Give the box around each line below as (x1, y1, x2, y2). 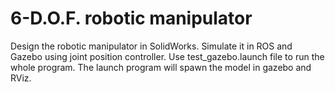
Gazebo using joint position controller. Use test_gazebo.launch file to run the (10, 50, 325, 62)
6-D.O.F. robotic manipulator (10, 7, 253, 30)
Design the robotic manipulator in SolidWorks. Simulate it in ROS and (10, 40, 293, 52)
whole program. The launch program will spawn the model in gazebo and (10, 61, 312, 73)
